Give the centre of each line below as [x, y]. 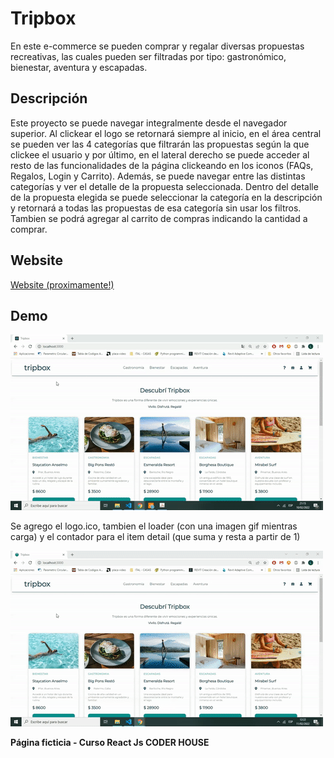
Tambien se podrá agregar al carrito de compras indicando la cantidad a [159, 218]
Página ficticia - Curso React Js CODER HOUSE [110, 743]
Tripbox [43, 18]
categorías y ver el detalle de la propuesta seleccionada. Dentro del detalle [164, 186]
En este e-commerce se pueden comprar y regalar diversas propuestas [157, 46]
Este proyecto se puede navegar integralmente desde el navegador [149, 123]
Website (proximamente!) [62, 284]
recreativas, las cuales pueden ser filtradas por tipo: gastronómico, [148, 56]
